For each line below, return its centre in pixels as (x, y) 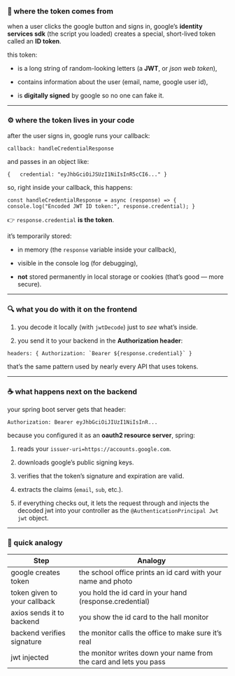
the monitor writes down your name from (146, 653)
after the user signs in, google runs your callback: (79, 135)
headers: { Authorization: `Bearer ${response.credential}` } (100, 353)
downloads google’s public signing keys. (76, 462)
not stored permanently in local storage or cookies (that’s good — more (120, 277)
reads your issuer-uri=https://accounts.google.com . (94, 449)
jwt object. (33, 518)
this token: (22, 55)
